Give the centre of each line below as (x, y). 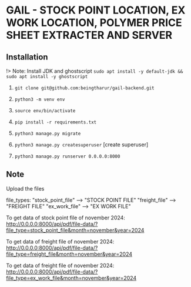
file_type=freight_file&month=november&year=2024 (69, 254)
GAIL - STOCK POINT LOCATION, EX (96, 10)
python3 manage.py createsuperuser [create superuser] (81, 144)
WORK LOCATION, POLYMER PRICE (94, 23)
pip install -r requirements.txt (56, 122)
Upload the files (25, 188)
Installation (27, 57)
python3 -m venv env (40, 99)
